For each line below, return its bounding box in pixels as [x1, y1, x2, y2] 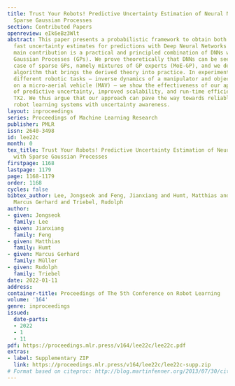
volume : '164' [7, 296, 49, 303]
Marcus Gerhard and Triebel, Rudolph [13, 199, 124, 206]
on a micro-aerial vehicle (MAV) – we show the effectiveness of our [13, 82, 220, 89]
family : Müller [13, 257, 58, 264]
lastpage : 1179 [7, 166, 52, 173]
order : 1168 [7, 179, 42, 186]
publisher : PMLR [7, 120, 55, 128]
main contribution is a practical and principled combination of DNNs [13, 50, 224, 57]
